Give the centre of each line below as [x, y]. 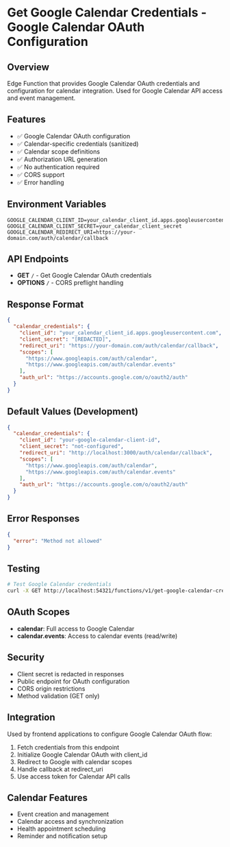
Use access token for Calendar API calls [74, 776]
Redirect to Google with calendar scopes [74, 761]
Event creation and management [63, 814]
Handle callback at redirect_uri [60, 769]
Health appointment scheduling [61, 829]
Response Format [46, 304]
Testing [24, 568]
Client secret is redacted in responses [71, 674]
